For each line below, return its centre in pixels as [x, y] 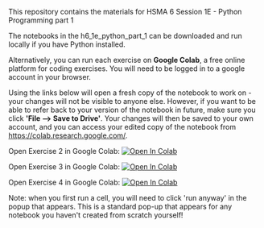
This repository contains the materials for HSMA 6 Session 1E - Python [125, 12]
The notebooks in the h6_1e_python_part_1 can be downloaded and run [126, 36]
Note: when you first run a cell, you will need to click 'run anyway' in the [128, 198]
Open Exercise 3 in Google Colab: [64, 167]
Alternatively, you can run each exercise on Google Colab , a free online [127, 60]
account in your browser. [49, 77]
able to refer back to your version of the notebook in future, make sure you [132, 110]
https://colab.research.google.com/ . [68, 135]
